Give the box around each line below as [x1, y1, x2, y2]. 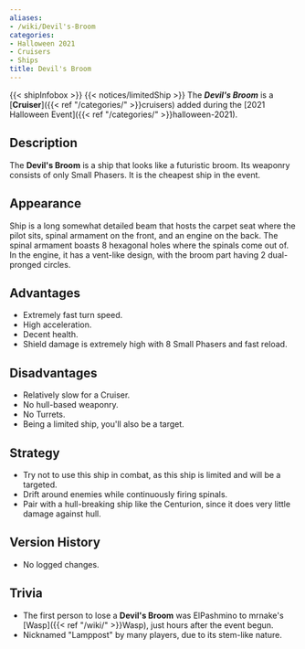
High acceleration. [22, 319, 92, 330]
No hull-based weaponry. [22, 399, 119, 410]
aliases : [9, 13, 43, 23]
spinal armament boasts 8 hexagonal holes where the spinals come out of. [9, 239, 289, 250]
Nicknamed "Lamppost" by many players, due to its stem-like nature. [22, 629, 283, 640]
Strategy [9, 445, 60, 461]
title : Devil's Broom [9, 65, 92, 74]
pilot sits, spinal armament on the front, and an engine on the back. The [9, 229, 279, 240]
